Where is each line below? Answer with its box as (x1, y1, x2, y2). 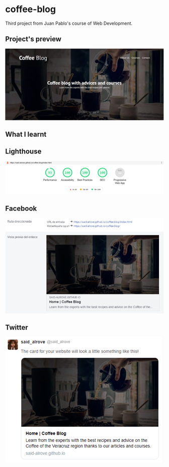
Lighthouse (5, 147, 42, 156)
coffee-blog (5, 4, 56, 15)
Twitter (5, 323, 29, 332)
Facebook (5, 204, 37, 213)
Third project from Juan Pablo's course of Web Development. (5, 20, 133, 26)
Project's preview (5, 35, 62, 43)
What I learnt (5, 130, 47, 139)
